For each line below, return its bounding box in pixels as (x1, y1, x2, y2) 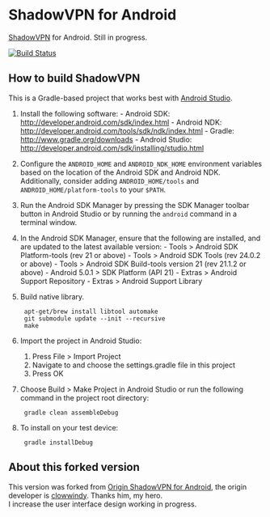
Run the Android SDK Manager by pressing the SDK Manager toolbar (19, 200, 250, 210)
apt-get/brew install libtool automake (23, 307, 158, 316)
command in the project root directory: (19, 392, 150, 402)
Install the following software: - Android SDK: (19, 108, 171, 118)
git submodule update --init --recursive (23, 314, 166, 323)
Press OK (32, 368, 64, 378)
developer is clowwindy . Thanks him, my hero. (8, 490, 163, 500)
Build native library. (19, 291, 85, 301)
